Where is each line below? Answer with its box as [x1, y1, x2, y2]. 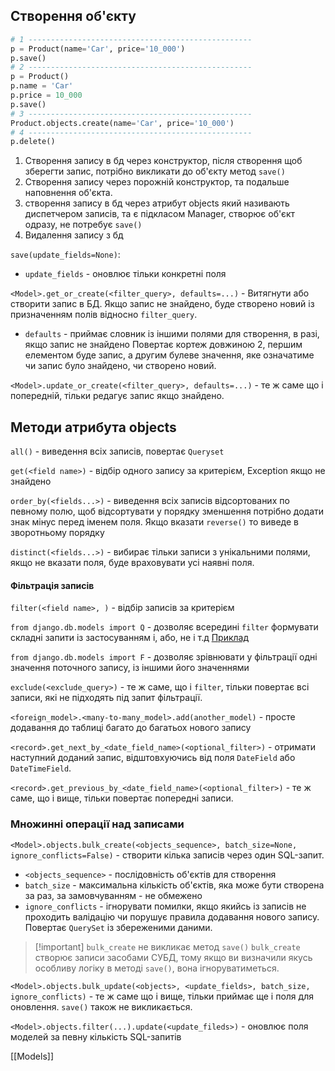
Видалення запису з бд [24, 229, 124, 241]
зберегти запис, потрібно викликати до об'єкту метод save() [24, 165, 286, 178]
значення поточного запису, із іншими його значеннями [10, 662, 250, 674]
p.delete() [10, 137, 56, 147]
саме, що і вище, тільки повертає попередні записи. [10, 792, 234, 804]
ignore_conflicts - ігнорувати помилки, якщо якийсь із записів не [24, 900, 307, 912]
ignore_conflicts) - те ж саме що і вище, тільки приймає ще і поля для [10, 990, 314, 1002]
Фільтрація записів [10, 579, 95, 591]
